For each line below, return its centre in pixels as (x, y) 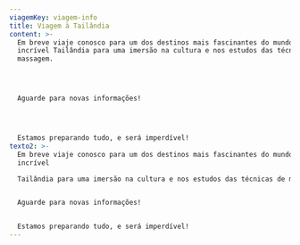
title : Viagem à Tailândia (59, 26)
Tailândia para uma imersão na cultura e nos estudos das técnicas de (151, 179)
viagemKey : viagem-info (54, 17)
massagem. (35, 59)
